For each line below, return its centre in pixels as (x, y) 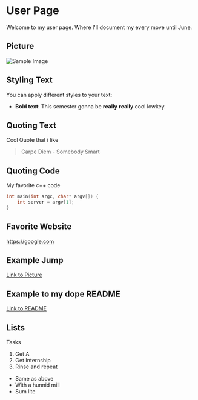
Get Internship (33, 361)
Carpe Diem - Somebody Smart (60, 152)
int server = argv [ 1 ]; (46, 202)
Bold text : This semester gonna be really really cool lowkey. (91, 106)
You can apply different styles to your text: (59, 95)
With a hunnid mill (38, 385)
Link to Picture (24, 275)
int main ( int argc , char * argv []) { (52, 197)
